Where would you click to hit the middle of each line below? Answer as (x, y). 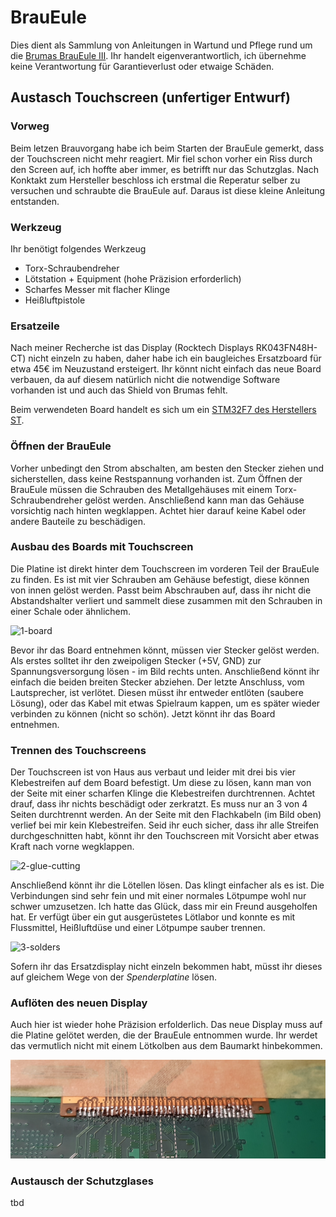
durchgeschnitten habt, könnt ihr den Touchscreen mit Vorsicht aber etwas (165, 836)
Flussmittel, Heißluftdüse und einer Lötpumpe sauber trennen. (138, 928)
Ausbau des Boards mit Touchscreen (102, 547)
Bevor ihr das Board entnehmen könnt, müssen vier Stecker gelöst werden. (165, 650)
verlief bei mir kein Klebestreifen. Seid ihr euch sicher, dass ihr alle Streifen (165, 825)
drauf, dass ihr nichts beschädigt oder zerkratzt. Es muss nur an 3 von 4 (159, 804)
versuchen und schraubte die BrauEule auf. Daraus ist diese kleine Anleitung (168, 190)
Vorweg (30, 126)
